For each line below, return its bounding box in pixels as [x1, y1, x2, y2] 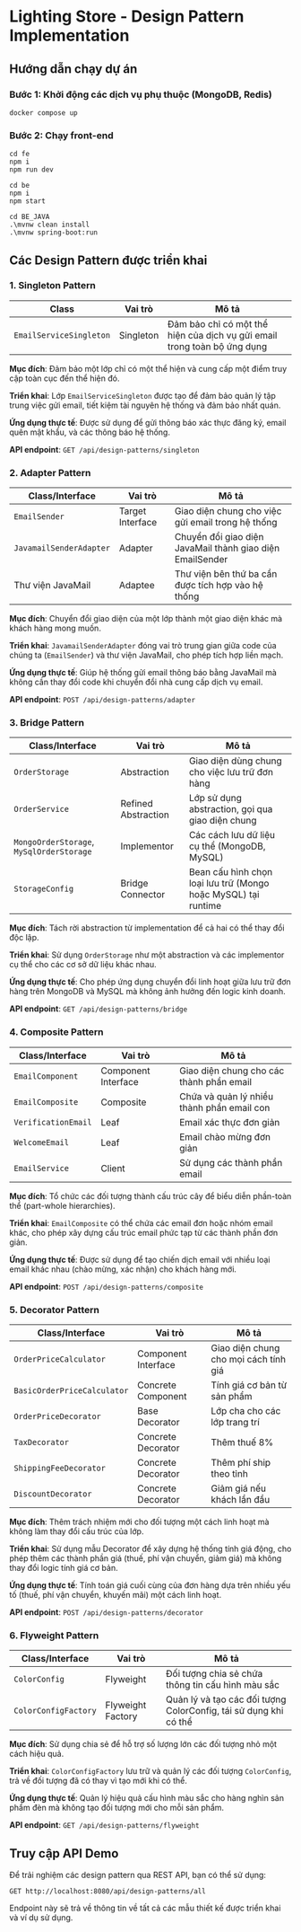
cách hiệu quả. [9, 1749, 64, 1760]
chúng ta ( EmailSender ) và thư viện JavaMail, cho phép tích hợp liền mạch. [9, 649, 284, 661]
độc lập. [9, 932, 39, 943]
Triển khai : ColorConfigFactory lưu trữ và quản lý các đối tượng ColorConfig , [9, 1766, 292, 1777]
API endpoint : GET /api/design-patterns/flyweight [9, 1820, 200, 1831]
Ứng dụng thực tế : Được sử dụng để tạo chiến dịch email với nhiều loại [9, 1254, 271, 1265]
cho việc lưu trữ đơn [188, 766, 273, 779]
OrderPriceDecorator [13, 1412, 101, 1422]
